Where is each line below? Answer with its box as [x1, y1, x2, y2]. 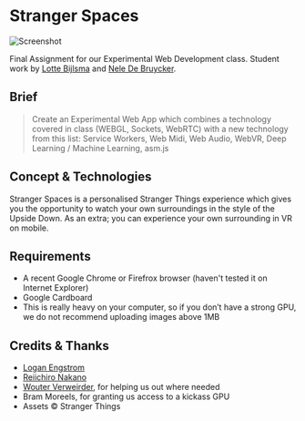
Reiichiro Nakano [22, 372, 87, 383]
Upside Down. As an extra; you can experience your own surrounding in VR [9, 212, 293, 223]
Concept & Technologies [9, 169, 152, 185]
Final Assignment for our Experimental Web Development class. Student [9, 53, 280, 64]
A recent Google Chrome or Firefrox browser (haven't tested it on [22, 272, 268, 283]
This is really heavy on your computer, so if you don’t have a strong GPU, [22, 302, 297, 313]
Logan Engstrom [22, 362, 85, 374]
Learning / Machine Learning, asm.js [31, 142, 169, 153]
